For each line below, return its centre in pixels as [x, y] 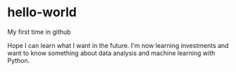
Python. [19, 60]
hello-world [42, 12]
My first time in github [39, 32]
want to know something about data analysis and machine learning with [111, 53]
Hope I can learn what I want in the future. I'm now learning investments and [118, 45]
